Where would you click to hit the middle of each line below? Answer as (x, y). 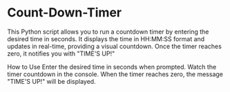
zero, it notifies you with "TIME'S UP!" (61, 54)
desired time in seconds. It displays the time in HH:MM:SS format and (106, 38)
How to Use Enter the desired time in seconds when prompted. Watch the (112, 67)
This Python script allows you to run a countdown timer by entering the (108, 32)
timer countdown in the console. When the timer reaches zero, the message (115, 74)
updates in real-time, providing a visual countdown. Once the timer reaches (115, 46)
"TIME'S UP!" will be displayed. (51, 81)
